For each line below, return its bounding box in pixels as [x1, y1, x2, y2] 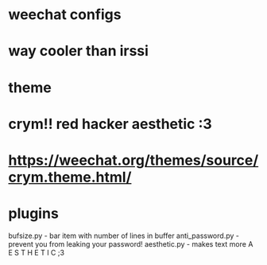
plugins [8, 205, 60, 223]
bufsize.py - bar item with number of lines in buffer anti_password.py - [8, 231, 240, 240]
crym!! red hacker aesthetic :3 [8, 115, 212, 133]
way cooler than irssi [8, 42, 149, 60]
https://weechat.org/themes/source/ [8, 151, 259, 169]
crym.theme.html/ [8, 168, 132, 186]
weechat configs [8, 6, 122, 24]
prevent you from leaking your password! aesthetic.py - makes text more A [8, 239, 253, 248]
